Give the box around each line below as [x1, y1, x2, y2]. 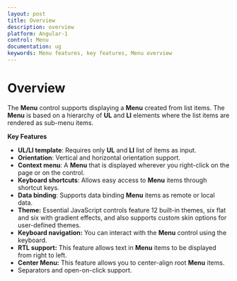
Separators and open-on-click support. [17, 265, 132, 274]
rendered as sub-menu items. [7, 118, 94, 127]
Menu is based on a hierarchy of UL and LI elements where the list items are [7, 111, 230, 119]
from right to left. [17, 251, 67, 259]
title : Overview [7, 17, 55, 24]
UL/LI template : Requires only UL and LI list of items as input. [17, 145, 197, 154]
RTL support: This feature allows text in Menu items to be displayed [17, 243, 217, 251]
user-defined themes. [17, 220, 81, 229]
